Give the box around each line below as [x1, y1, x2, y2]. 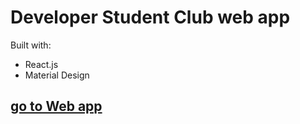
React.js [24, 58, 59, 70]
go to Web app [10, 98, 103, 115]
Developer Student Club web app [10, 6, 291, 29]
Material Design [24, 69, 90, 81]
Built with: [10, 39, 52, 51]
